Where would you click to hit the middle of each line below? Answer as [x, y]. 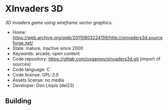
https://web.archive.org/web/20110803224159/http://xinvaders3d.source [87, 37]
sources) [21, 64]
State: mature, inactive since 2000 [48, 48]
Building [18, 101]
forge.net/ [23, 42]
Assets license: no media [38, 80]
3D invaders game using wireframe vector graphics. [59, 22]
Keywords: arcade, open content [46, 53]
